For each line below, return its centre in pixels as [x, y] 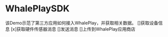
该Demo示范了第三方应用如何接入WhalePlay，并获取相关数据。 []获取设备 [82, 23]
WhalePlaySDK [37, 9]
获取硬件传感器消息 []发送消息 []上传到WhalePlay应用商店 [76, 29]
